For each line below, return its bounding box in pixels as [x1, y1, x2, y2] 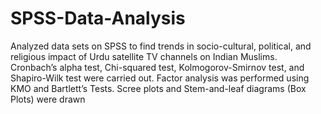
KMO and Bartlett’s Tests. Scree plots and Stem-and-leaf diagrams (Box [10, 82, 307, 94]
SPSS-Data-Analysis [10, 7, 186, 30]
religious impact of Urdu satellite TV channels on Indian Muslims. [10, 50, 278, 62]
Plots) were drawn [10, 93, 86, 105]
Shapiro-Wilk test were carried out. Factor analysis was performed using [10, 72, 310, 84]
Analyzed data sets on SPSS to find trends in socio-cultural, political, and [10, 40, 312, 52]
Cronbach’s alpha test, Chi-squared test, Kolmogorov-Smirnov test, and [10, 61, 305, 73]
